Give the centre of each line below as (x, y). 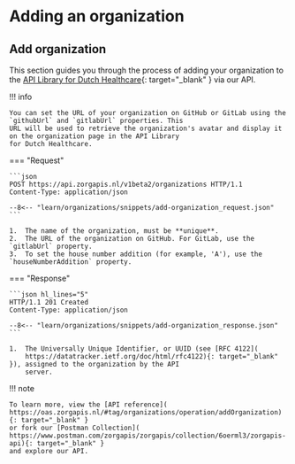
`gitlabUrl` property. (51, 246)
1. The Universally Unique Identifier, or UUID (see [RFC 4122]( (134, 349)
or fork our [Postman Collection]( (75, 428)
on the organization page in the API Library (94, 136)
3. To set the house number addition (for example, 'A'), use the (136, 254)
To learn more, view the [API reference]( (88, 405)
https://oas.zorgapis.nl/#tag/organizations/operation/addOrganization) (146, 413)
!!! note (22, 388)
